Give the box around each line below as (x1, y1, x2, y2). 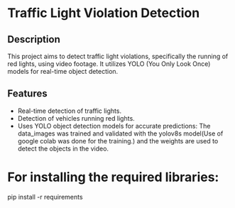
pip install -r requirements (7, 192, 83, 201)
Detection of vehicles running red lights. (17, 114, 135, 122)
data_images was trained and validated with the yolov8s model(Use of (17, 129, 224, 138)
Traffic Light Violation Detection (7, 5, 200, 21)
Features (7, 87, 48, 100)
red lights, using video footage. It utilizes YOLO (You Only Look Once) (7, 60, 211, 68)
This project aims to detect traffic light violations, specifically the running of (7, 52, 229, 60)
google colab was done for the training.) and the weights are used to (17, 136, 219, 145)
